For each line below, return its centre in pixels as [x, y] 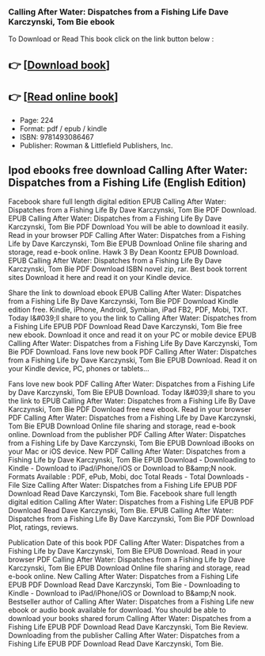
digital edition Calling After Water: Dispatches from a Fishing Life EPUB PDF [131, 502]
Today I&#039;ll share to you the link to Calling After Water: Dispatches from [132, 318]
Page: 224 [36, 120]
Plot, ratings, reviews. [44, 527]
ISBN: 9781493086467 [57, 136]
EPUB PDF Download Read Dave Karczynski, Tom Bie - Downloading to [124, 585]
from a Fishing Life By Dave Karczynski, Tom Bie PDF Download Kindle [123, 301]
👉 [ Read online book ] [63, 97]
